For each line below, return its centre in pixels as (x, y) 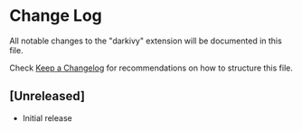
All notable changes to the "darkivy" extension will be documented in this (146, 41)
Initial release (47, 117)
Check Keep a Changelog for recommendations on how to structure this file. (151, 68)
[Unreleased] (47, 96)
